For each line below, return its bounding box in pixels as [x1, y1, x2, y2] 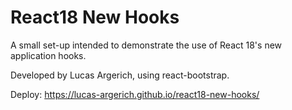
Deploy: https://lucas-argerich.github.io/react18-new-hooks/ [10, 88, 260, 100]
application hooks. [10, 49, 87, 61]
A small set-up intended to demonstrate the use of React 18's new [10, 39, 283, 51]
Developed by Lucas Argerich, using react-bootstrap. [10, 69, 230, 81]
